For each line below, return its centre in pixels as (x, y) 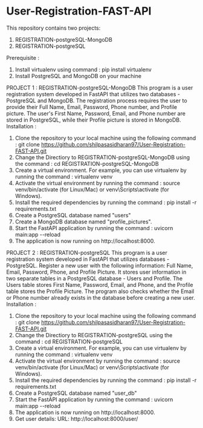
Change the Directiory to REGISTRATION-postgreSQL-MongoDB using (102, 157)
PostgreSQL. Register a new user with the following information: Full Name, (100, 265)
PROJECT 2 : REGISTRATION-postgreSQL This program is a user (87, 252)
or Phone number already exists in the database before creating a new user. (101, 297)
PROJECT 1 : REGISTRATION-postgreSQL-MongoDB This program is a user (100, 87)
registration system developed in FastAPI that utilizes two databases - (93, 94)
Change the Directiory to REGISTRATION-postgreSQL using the (94, 335)
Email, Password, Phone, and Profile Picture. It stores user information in (96, 272)
